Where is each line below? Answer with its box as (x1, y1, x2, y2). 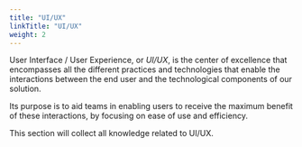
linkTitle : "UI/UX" (9, 22, 83, 31)
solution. (9, 83, 42, 95)
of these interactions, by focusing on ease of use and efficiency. (9, 110, 248, 122)
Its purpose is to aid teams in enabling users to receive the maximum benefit (9, 101, 293, 112)
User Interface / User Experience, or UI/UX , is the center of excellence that (9, 55, 288, 66)
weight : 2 (9, 30, 47, 39)
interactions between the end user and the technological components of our (9, 74, 293, 85)
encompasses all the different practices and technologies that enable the (9, 64, 281, 75)
